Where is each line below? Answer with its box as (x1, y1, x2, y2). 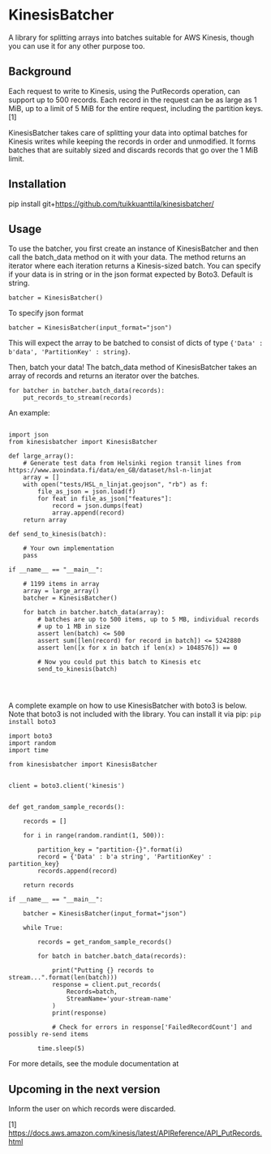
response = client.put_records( (51, 980, 161, 989)
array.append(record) (51, 509, 126, 517)
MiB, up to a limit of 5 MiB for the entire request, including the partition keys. (8, 103, 264, 113)
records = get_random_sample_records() (37, 938, 173, 946)
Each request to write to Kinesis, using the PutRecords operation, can (8, 86, 241, 96)
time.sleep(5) (37, 1044, 85, 1053)
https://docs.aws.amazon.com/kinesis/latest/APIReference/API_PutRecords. (8, 1128, 262, 1138)
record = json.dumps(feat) (51, 502, 144, 510)
